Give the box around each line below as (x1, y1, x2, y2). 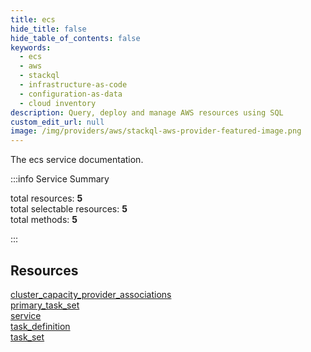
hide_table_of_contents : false (10, 33, 141, 43)
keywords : (10, 42, 52, 53)
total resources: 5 (10, 192, 83, 205)
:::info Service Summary (10, 173, 110, 185)
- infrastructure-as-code (19, 80, 128, 90)
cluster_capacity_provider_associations (10, 288, 172, 300)
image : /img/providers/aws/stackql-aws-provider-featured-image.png (10, 126, 302, 136)
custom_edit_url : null (10, 117, 105, 127)
